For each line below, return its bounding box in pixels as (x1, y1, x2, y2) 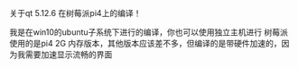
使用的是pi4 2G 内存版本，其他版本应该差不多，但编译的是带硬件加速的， (9, 38, 282, 48)
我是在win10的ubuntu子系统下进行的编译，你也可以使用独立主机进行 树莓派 (9, 27, 289, 38)
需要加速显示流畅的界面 (24, 49, 113, 60)
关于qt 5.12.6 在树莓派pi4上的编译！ (9, 8, 142, 18)
